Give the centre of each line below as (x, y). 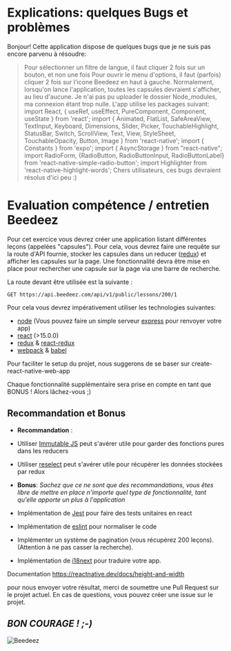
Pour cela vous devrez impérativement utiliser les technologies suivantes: (111, 307)
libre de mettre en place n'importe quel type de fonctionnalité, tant (112, 492)
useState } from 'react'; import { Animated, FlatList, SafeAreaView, (118, 118)
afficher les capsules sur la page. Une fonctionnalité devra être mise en (109, 261)
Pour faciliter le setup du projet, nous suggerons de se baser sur (99, 364)
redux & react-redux (46, 343)
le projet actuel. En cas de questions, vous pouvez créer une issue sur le (110, 594)
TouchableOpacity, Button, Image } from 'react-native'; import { (114, 140)
